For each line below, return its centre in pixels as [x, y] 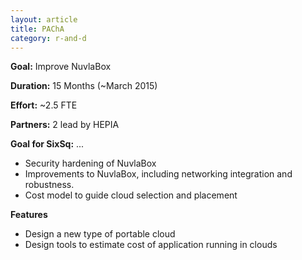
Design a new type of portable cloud [100, 234]
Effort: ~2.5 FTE [44, 105]
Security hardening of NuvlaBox [90, 163]
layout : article [44, 19]
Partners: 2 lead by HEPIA [65, 125]
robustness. [49, 185]
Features [29, 215]
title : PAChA [37, 29]
